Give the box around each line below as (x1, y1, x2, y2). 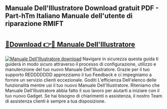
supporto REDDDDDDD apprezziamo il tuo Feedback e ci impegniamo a (5, 72, 152, 78)
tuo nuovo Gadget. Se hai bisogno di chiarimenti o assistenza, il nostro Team (5, 93, 163, 99)
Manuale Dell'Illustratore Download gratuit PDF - (5, 4, 159, 12)
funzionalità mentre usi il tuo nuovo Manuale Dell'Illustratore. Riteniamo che (5, 82, 160, 88)
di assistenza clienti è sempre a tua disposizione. (5, 98, 106, 104)
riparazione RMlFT (5, 19, 64, 28)
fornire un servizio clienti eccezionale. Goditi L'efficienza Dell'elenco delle (5, 77, 157, 83)
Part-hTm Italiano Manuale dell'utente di (5, 12, 133, 20)
